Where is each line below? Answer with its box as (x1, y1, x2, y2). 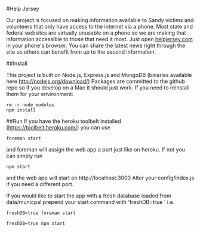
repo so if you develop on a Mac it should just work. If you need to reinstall (6, 84, 190, 91)
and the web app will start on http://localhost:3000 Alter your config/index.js (6, 174, 195, 181)
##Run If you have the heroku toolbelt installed (6, 117, 121, 125)
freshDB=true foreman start (6, 210, 76, 216)
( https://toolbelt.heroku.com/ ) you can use (6, 124, 111, 131)
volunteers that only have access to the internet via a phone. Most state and (6, 23, 193, 30)
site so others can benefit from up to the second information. (6, 48, 156, 55)
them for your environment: (6, 91, 73, 97)
